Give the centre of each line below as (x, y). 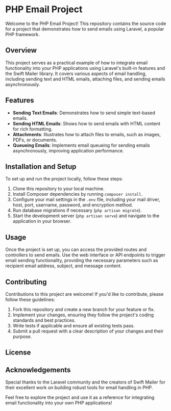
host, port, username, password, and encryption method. (73, 205)
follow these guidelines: (30, 300)
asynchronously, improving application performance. (68, 150)
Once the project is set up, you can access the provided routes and (76, 250)
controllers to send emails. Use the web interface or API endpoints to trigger (86, 255)
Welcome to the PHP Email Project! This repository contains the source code (86, 23)
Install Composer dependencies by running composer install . (78, 194)
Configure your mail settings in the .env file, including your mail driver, (87, 199)
